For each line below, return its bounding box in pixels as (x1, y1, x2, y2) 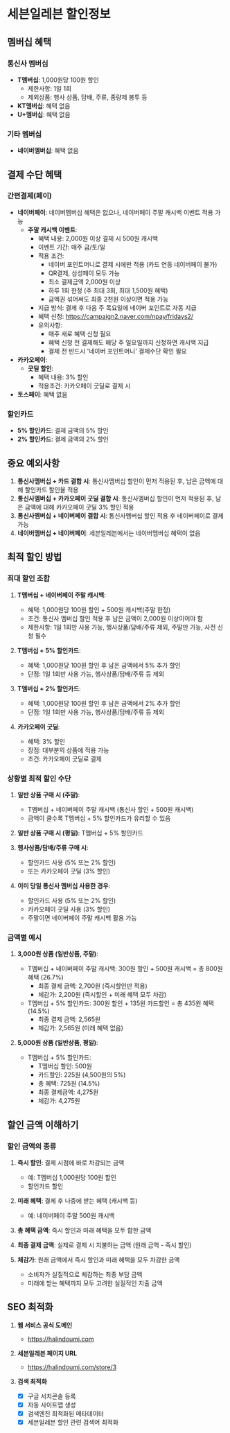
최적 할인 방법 (7, 551, 62, 563)
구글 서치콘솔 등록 (27, 1391, 76, 1400)
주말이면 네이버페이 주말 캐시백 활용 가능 (27, 913, 137, 922)
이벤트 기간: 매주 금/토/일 (37, 243, 106, 251)
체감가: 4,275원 (37, 1097, 81, 1105)
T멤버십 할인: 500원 (37, 1062, 92, 1070)
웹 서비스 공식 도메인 (17, 1321, 73, 1329)
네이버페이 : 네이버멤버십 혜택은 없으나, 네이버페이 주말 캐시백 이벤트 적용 (17, 208, 213, 216)
